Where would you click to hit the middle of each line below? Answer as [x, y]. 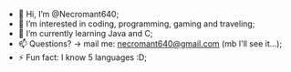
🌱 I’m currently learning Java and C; [85, 33]
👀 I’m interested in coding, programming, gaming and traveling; [136, 24]
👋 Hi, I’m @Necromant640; [68, 14]
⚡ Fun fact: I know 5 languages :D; [83, 57]
